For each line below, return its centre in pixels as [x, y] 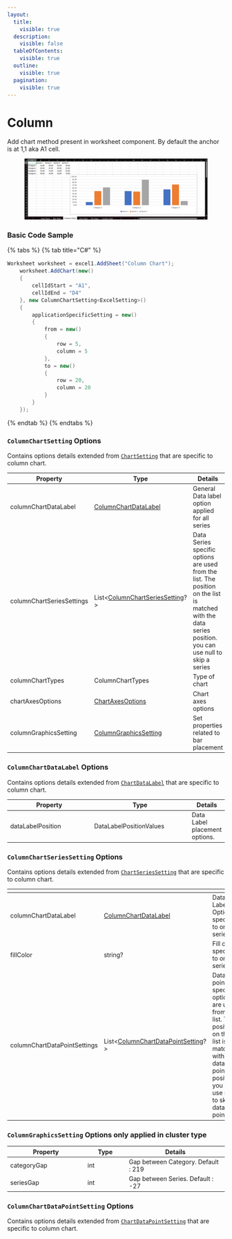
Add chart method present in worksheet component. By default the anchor [113, 142]
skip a [201, 660]
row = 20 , [70, 380]
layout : [18, 15]
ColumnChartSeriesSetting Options [65, 857]
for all [201, 518]
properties [208, 725]
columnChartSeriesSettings [49, 601]
